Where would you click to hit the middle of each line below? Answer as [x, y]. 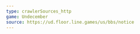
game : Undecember [27, 17]
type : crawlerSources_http [39, 11]
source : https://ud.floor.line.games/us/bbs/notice [70, 22]
